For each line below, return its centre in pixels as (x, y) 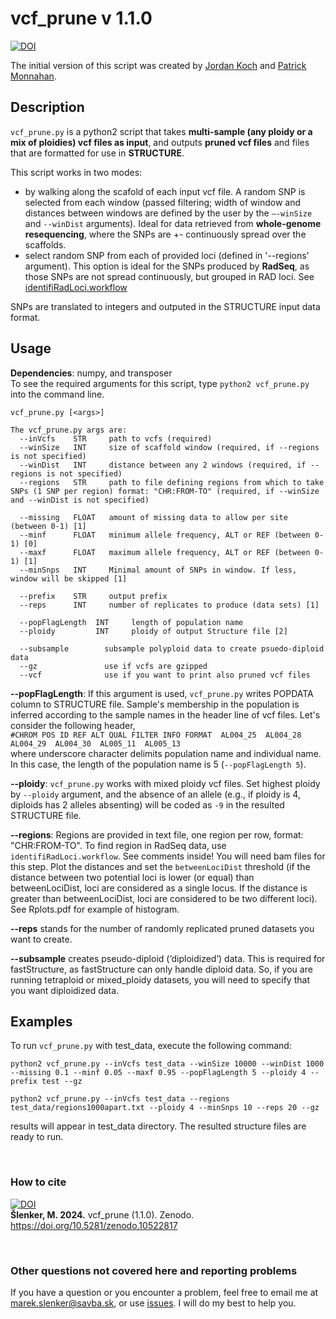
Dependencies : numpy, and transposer (91, 373)
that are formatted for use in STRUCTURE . (97, 153)
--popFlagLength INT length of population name (131, 622)
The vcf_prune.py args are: (69, 430)
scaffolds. (45, 244)
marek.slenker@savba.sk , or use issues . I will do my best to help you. (153, 1303)
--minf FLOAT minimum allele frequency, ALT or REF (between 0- (172, 535)
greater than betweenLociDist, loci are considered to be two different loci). (164, 898)
